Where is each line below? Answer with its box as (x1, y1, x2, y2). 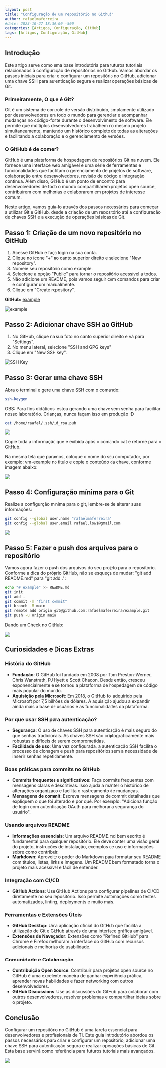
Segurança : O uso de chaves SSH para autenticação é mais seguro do (12, 727, 157, 733)
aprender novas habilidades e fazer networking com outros (12, 978, 134, 984)
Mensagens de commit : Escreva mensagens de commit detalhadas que (12, 793, 160, 799)
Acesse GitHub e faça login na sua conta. (12, 250, 97, 256)
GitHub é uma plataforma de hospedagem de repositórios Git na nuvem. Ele (5, 157, 160, 163)
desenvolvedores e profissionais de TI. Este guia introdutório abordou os (5, 1032, 154, 1038)
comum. (5, 194, 22, 200)
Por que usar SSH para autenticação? (5, 716, 97, 723)
